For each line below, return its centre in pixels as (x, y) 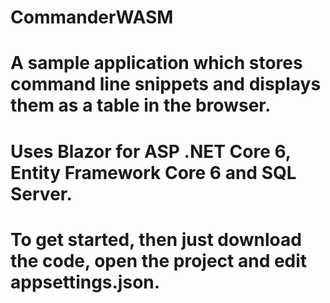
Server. (41, 193)
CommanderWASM (92, 17)
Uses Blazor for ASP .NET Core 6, (151, 151)
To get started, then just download (156, 239)
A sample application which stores (156, 63)
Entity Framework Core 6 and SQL (153, 172)
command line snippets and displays (166, 84)
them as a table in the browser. (141, 105)
